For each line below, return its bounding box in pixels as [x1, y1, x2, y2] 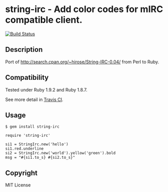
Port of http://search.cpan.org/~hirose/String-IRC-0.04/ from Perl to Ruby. [5, 59, 159, 65]
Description [5, 45, 43, 54]
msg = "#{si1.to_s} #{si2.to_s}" [5, 155, 75, 160]
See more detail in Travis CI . [5, 97, 64, 103]
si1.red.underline [5, 146, 44, 151]
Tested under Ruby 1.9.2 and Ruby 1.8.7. [5, 86, 88, 92]
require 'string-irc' [5, 133, 51, 138]
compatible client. [5, 14, 83, 26]
